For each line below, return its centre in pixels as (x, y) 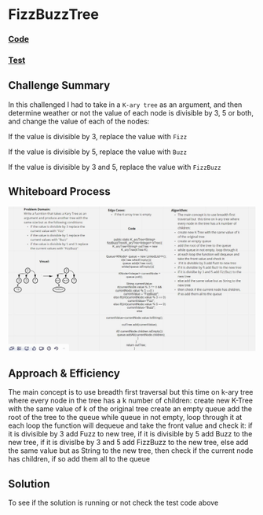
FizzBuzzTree (54, 15)
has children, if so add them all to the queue (79, 459)
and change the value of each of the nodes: (79, 121)
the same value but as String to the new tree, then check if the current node (131, 451)
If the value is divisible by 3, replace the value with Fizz (98, 136)
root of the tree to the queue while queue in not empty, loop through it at (125, 418)
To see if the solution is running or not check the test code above (113, 503)
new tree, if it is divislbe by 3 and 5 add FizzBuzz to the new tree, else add (128, 443)
